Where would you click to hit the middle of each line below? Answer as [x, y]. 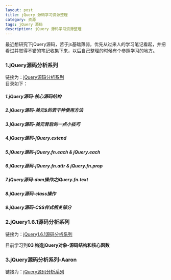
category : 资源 [21, 19]
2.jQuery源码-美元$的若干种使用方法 [44, 110]
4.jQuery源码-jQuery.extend [36, 138]
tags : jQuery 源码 [24, 24]
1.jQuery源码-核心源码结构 [33, 96]
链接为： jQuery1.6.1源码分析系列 [39, 234]
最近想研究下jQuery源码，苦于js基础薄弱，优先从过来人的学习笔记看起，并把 [86, 45]
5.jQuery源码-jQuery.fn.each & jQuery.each [53, 152]
